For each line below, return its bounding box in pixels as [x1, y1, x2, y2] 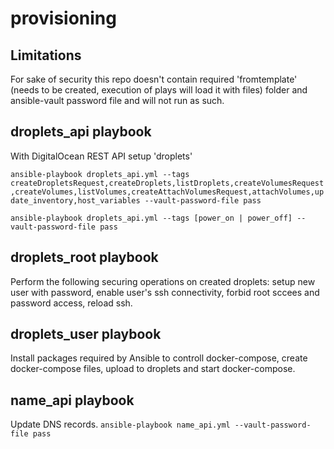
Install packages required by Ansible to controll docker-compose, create [10, 352, 308, 364]
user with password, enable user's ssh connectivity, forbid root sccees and [10, 286, 320, 298]
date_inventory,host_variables [10, 195, 141, 206]
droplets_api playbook [10, 123, 152, 141]
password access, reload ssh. [10, 297, 133, 309]
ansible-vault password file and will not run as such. [10, 95, 225, 106]
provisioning [10, 7, 117, 30]
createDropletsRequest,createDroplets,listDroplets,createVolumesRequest [10, 178, 325, 188]
